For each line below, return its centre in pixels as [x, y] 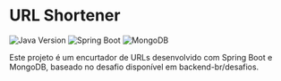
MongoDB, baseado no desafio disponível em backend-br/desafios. [134, 67]
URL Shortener [65, 16]
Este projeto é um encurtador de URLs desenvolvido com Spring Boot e [141, 57]
